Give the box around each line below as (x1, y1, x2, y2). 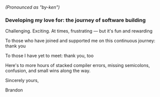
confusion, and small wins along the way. (5, 67, 91, 74)
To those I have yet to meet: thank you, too (5, 52, 94, 59)
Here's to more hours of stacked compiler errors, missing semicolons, (5, 62, 150, 68)
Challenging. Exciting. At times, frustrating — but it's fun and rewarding (5, 28, 152, 34)
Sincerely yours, (5, 77, 39, 83)
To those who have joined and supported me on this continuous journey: (5, 37, 155, 44)
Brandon (5, 87, 23, 93)
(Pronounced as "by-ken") (5, 4, 60, 10)
